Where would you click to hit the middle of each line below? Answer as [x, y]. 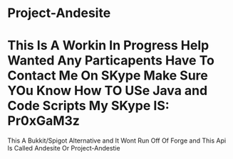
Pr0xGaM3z [44, 121]
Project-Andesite [59, 13]
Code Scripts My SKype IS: [88, 106]
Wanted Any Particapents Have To [111, 61]
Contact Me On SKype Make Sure [108, 76]
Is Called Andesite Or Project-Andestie [64, 148]
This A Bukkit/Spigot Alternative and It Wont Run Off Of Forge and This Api [117, 141]
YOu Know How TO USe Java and [108, 91]
